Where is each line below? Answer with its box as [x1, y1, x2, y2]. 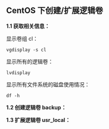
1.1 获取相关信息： [6, 22, 50, 30]
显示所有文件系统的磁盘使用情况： [6, 80, 90, 88]
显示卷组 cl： [6, 35, 39, 42]
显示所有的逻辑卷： [6, 58, 54, 65]
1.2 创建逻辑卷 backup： [6, 104, 67, 111]
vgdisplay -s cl [6, 47, 46, 53]
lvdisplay [6, 70, 31, 76]
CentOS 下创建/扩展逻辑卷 [6, 5, 103, 16]
